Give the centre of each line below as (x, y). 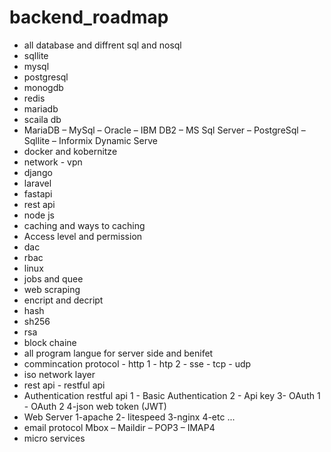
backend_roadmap (89, 17)
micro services (54, 438)
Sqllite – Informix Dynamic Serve (91, 140)
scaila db (42, 119)
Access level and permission (83, 236)
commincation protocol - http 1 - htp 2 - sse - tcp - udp (137, 363)
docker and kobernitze (70, 151)
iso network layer (59, 374)
